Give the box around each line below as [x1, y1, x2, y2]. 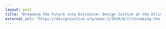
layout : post [5, 7, 32, 12]
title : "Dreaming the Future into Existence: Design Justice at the [5, 12, 149, 17]
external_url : [5, 16, 35, 21]
